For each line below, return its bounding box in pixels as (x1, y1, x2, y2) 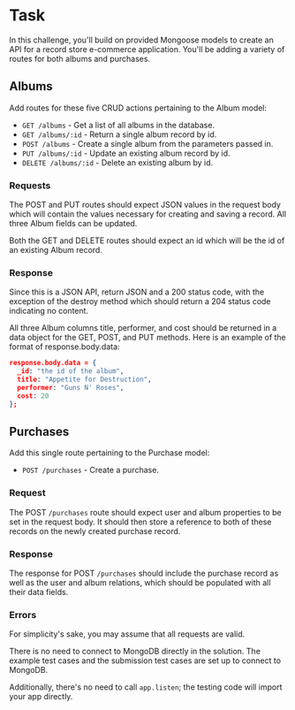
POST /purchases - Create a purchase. (21, 465, 159, 476)
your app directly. (9, 691, 73, 702)
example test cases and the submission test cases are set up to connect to (9, 655, 281, 666)
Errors (9, 608, 37, 621)
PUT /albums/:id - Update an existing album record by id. (21, 148, 231, 158)
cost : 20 (17, 391, 49, 401)
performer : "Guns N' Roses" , (17, 383, 125, 392)
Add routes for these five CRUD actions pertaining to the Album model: (9, 103, 268, 113)
